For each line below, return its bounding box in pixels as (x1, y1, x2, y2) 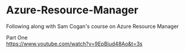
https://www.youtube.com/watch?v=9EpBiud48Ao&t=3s (6, 40, 143, 47)
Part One (6, 34, 28, 41)
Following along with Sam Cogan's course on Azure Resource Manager (6, 23, 179, 30)
